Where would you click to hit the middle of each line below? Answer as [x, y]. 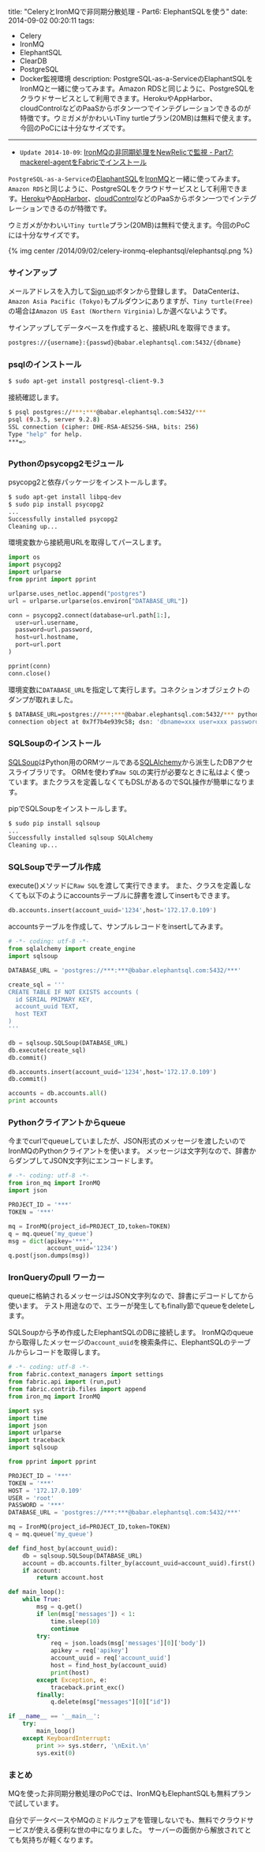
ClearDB [33, 61]
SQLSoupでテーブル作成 [54, 867]
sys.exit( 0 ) [56, 1753]
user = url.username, [47, 623]
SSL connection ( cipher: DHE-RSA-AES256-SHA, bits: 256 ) [104, 427]
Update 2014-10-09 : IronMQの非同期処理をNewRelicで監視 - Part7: [127, 152]
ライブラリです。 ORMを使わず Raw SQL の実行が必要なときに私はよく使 [129, 772]
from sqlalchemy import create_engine [72, 949]
